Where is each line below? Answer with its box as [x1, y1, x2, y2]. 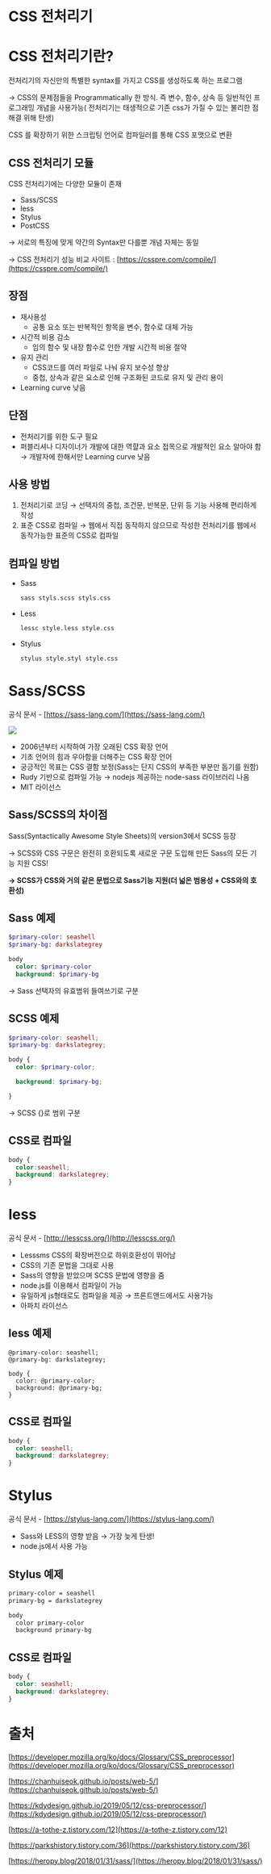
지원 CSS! [16, 858, 48, 868]
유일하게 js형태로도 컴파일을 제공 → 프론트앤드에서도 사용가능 [19, 1290, 214, 1300]
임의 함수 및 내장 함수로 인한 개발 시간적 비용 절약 [31, 342, 187, 352]
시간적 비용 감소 [19, 332, 70, 341]
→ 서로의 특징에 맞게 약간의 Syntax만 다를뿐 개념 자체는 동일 [8, 237, 199, 247]
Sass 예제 [8, 911, 56, 925]
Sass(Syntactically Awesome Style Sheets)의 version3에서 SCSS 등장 [8, 830, 236, 840]
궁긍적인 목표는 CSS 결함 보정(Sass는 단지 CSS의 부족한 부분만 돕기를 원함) [19, 762, 260, 772]
